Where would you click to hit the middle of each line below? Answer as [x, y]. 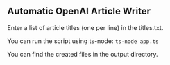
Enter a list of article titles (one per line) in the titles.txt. [85, 27]
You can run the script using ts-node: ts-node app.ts [83, 41]
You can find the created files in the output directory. [83, 54]
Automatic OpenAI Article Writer [79, 11]
